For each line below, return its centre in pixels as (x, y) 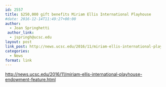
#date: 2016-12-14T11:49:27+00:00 (41, 19)
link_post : (16, 46)
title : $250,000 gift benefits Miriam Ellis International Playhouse (78, 14)
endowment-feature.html (30, 80)
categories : (17, 51)
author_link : (21, 33)
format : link (19, 60)
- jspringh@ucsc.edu (31, 38)
